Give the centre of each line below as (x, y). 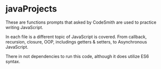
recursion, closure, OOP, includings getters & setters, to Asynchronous (76, 41)
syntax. (13, 61)
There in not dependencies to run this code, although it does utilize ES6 (77, 56)
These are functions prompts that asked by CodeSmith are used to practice (81, 22)
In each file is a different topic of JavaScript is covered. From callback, (76, 37)
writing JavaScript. (24, 27)
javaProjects (31, 9)
